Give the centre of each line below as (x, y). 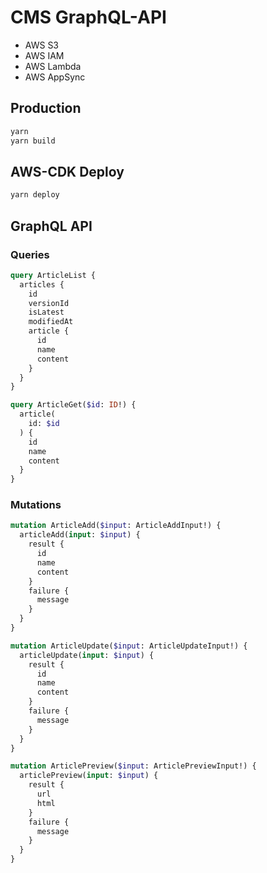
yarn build (33, 141)
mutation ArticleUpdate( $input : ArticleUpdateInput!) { (129, 646)
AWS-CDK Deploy (67, 171)
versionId (49, 303)
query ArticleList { (53, 275)
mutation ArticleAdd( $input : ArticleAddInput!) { (116, 526)
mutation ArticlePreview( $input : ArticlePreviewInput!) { (133, 766)
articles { (42, 284)
